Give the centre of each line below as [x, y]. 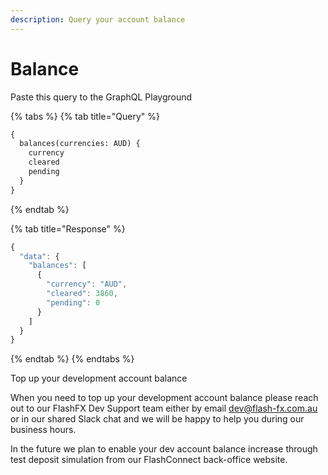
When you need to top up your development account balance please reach [164, 398]
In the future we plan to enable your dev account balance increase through [164, 449]
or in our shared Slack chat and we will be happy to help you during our [157, 419]
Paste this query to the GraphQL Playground [101, 97]
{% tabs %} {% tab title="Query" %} [85, 116]
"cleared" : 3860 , [82, 294]
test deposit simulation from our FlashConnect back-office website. [149, 460]
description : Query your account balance [98, 19]
